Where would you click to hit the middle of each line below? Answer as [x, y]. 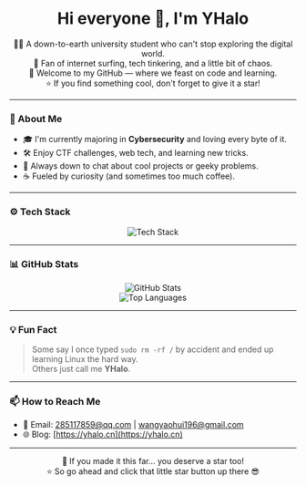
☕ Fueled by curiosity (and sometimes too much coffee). [128, 176]
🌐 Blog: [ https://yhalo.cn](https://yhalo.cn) [103, 434]
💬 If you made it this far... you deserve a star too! [153, 461]
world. [153, 53]
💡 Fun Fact [33, 329]
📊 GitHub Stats [44, 264]
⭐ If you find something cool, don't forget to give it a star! [153, 83]
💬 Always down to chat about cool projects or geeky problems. [140, 166]
